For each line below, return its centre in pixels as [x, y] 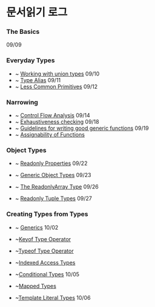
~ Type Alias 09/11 [38, 80]
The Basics [23, 32]
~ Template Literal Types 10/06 [53, 297]
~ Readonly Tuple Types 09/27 [53, 199]
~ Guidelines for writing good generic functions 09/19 [82, 128]
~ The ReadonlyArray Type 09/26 [57, 187]
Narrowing [22, 102]
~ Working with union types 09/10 [57, 74]
